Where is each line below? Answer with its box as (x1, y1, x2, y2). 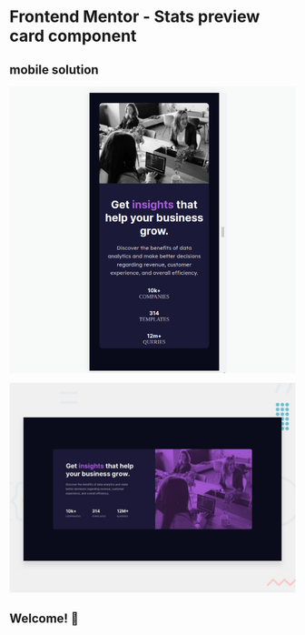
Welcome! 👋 (9, 610, 79, 626)
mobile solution (9, 62, 99, 77)
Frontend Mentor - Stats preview (9, 6, 261, 27)
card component (9, 25, 137, 46)
